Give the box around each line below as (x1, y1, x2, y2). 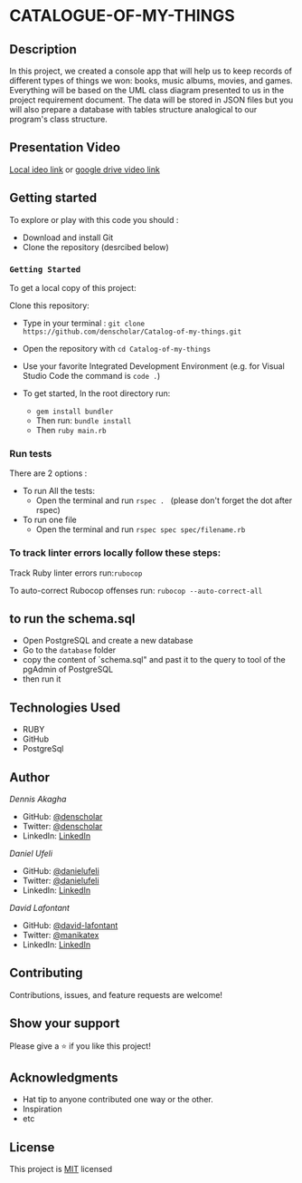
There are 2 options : (9, 468, 88, 479)
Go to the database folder (22, 645, 117, 655)
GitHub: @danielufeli (22, 865, 99, 876)
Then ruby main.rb (35, 424, 107, 435)
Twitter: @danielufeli (22, 875, 99, 886)
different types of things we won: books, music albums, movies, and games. (9, 75, 293, 86)
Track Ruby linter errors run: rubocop (9, 567, 143, 578)
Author (9, 770, 50, 785)
